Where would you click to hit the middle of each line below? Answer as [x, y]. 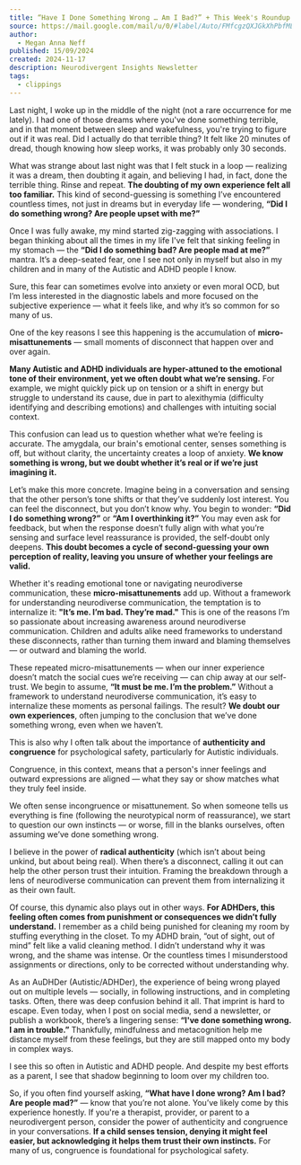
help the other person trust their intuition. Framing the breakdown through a [149, 870]
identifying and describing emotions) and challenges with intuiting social [143, 407]
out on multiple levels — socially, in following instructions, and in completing [150, 991]
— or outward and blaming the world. [78, 650]
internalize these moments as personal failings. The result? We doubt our [145, 705]
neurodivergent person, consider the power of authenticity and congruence [149, 1121]
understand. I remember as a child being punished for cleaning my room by [149, 926]
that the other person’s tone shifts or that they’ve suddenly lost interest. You [149, 499]
